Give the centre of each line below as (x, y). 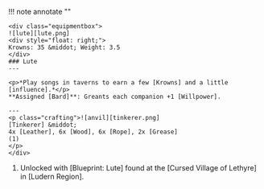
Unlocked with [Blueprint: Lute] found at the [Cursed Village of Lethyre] (138, 168)
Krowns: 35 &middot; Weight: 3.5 (64, 47)
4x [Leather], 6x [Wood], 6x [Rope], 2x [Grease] (93, 132)
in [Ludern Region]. (52, 177)
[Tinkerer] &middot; (43, 125)
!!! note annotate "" (40, 12)
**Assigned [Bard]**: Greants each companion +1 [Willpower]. (115, 97)
